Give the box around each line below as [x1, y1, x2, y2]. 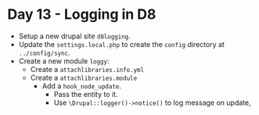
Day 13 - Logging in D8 [7, 5, 156, 23]
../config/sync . [18, 48, 71, 57]
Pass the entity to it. [53, 89, 118, 99]
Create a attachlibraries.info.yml [30, 64, 145, 74]
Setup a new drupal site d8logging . [18, 31, 131, 41]
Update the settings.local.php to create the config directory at [18, 39, 225, 49]
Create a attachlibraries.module [30, 73, 138, 82]
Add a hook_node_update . [41, 81, 122, 91]
